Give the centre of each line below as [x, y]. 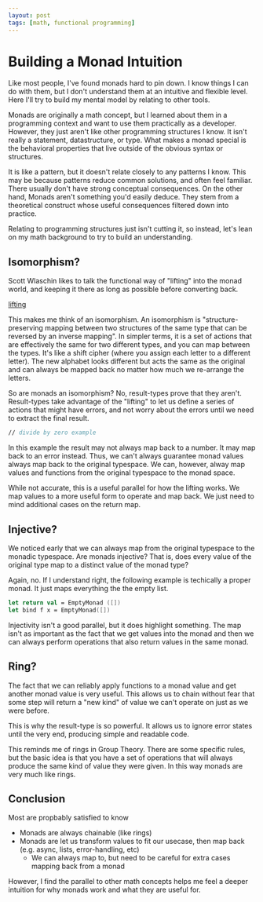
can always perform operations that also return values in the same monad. [128, 641]
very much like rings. [42, 774]
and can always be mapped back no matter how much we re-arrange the [126, 370]
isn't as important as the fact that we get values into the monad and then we [131, 634]
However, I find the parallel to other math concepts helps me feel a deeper [128, 882]
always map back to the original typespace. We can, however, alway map [127, 465]
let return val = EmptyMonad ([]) [65, 603]
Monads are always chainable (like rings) [86, 833]
